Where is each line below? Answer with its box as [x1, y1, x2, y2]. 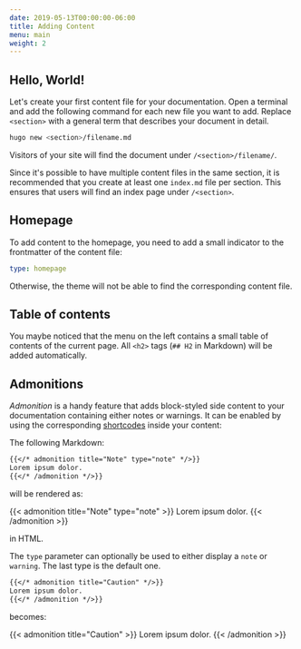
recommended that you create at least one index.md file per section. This [9, 176, 282, 187]
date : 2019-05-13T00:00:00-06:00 [9, 13, 136, 23]
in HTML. [9, 533, 44, 544]
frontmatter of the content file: [9, 246, 122, 257]
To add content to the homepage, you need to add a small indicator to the [9, 237, 284, 248]
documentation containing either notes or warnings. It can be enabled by [9, 410, 282, 421]
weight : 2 [9, 38, 47, 48]
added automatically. [9, 350, 88, 361]
